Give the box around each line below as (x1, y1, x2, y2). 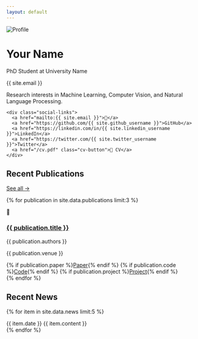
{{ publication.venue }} (6, 249, 64, 257)
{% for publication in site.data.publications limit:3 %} (6, 197, 139, 204)
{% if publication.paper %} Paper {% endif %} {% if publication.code (6, 261, 177, 269)
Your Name (6, 47, 64, 61)
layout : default (6, 9, 48, 15)
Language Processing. (6, 97, 63, 104)
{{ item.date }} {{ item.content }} (6, 320, 87, 327)
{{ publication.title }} (6, 224, 69, 232)
